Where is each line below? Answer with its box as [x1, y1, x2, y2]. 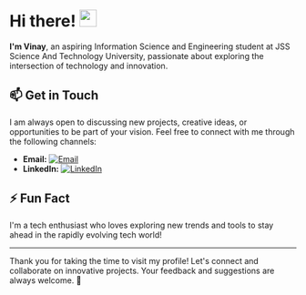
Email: [22, 153, 47, 164]
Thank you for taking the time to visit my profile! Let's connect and [9, 255, 260, 266]
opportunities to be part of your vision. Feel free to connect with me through [9, 126, 295, 137]
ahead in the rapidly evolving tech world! [9, 229, 162, 240]
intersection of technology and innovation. [9, 60, 168, 71]
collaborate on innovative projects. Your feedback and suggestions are [9, 265, 275, 276]
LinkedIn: [22, 163, 59, 174]
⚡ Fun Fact [9, 191, 70, 207]
